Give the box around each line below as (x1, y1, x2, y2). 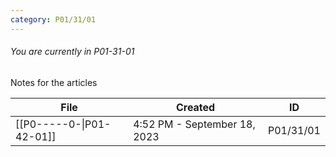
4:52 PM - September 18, (133, 117, 256, 131)
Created (175, 100, 216, 114)
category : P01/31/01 (10, 14, 97, 25)
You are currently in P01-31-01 (10, 46, 135, 58)
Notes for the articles (10, 76, 98, 88)
